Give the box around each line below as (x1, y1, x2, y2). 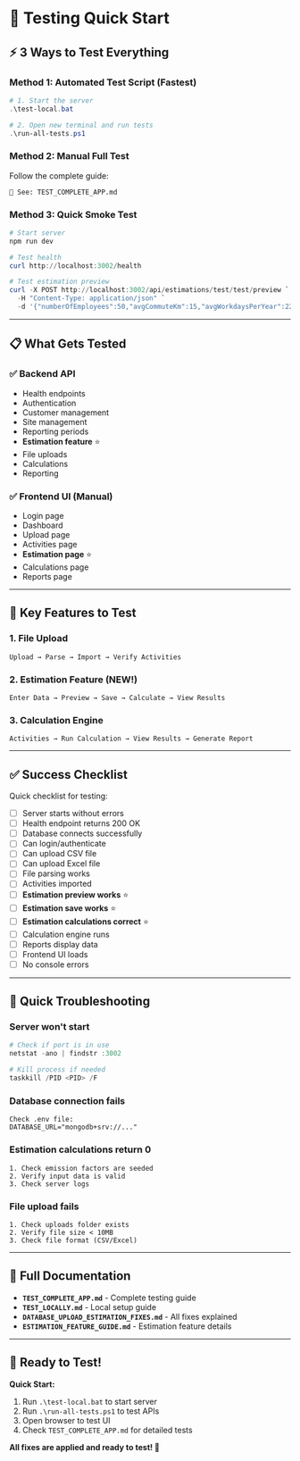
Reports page (21, 571, 73, 581)
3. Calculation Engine (9, 714, 104, 726)
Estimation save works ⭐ (21, 902, 116, 914)
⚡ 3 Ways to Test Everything (9, 45, 170, 60)
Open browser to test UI (21, 1415, 111, 1425)
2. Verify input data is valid (9, 1172, 126, 1181)
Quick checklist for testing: (9, 790, 109, 802)
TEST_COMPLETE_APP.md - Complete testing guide (21, 1292, 196, 1303)
